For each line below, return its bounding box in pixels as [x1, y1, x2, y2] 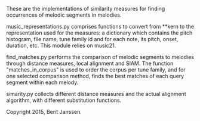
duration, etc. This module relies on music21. [6, 42, 116, 49]
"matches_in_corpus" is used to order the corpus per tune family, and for [6, 66, 186, 73]
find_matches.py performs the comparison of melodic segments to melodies [6, 54, 194, 60]
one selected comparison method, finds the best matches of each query [6, 73, 184, 79]
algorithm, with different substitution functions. [6, 97, 122, 104]
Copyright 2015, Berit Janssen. [6, 108, 82, 115]
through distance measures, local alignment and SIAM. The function [6, 60, 174, 67]
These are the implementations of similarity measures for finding [6, 5, 165, 12]
